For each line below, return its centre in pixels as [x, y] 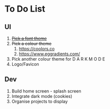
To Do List [25, 9]
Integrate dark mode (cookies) [42, 96]
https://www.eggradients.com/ [49, 54]
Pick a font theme [29, 38]
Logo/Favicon [25, 64]
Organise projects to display [40, 101]
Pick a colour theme [31, 44]
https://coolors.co [37, 49]
